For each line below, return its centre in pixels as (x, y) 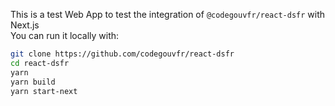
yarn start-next (44, 91)
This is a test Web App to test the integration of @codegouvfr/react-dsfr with (168, 14)
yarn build (33, 82)
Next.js (25, 25)
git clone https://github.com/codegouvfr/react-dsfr (122, 54)
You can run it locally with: (65, 35)
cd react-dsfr (40, 63)
